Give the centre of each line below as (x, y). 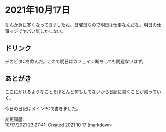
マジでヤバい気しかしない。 (37, 31)
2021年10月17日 (38, 10)
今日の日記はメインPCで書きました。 (43, 108)
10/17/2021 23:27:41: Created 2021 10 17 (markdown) (59, 125)
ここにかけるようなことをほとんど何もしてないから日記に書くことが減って (81, 91)
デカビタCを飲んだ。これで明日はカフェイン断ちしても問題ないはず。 (76, 61)
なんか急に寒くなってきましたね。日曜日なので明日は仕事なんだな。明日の (81, 25)
